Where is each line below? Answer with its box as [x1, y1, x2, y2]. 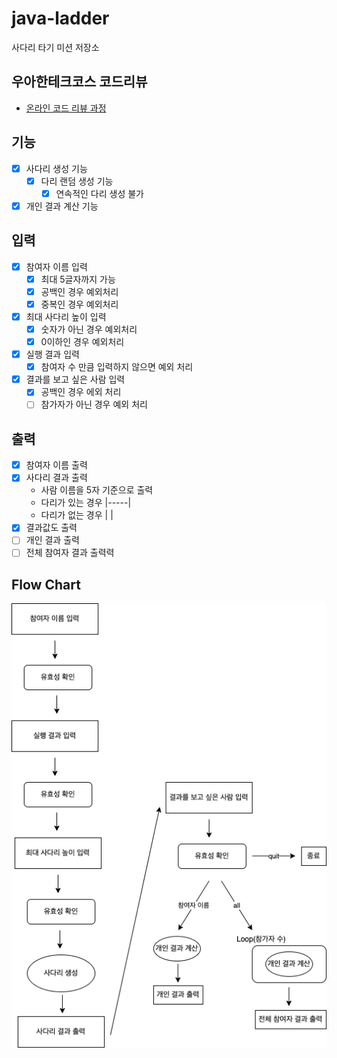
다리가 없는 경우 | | [40, 509, 114, 521]
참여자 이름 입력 [25, 260, 88, 272]
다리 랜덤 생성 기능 [40, 175, 114, 187]
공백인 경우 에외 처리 [40, 386, 122, 398]
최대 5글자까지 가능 [40, 273, 116, 285]
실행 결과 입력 [25, 348, 80, 361]
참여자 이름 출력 [25, 459, 88, 471]
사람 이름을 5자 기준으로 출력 [40, 484, 154, 496]
